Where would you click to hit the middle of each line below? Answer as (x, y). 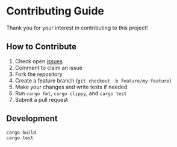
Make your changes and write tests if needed (71, 87)
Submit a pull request (41, 99)
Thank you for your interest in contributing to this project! (77, 28)
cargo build (21, 133)
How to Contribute (42, 47)
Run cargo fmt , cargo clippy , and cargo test (71, 93)
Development (32, 119)
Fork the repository (39, 74)
